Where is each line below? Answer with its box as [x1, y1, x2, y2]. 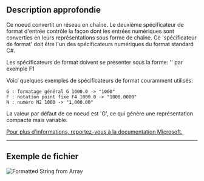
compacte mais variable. [6, 116, 68, 123]
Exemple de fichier [6, 151, 79, 162]
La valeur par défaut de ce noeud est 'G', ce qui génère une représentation [6, 109, 193, 117]
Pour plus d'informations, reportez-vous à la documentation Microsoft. [6, 128, 183, 135]
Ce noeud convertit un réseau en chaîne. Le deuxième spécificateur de [6, 21, 184, 28]
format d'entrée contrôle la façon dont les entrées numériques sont [6, 27, 175, 35]
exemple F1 [6, 65, 35, 72]
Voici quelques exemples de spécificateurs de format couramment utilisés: [6, 77, 193, 84]
